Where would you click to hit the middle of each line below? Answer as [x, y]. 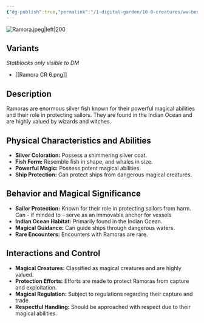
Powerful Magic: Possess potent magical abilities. [78, 168]
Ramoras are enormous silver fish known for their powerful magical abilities [101, 109]
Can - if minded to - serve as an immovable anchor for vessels [93, 215]
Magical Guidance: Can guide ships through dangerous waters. [95, 227]
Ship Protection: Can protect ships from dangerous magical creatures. [104, 175]
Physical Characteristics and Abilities [79, 141]
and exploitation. [36, 287]
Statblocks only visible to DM [43, 63]
